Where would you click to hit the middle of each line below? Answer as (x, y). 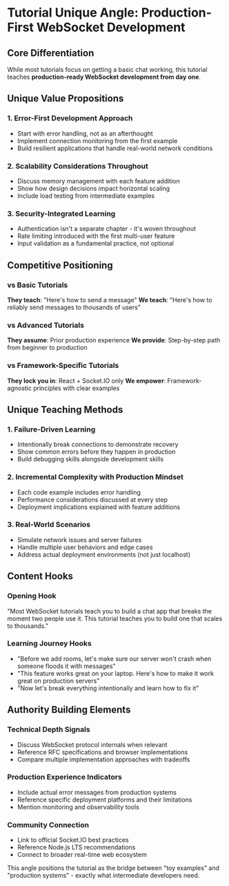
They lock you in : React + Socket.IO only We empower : (87, 380)
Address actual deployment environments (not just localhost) (104, 554)
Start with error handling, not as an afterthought (85, 133)
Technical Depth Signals (49, 730)
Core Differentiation (51, 53)
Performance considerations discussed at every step (92, 499)
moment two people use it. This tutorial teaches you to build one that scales (115, 618)
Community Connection (48, 824)
